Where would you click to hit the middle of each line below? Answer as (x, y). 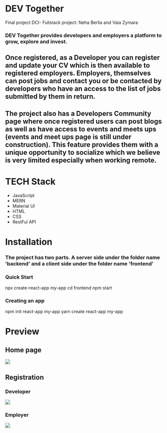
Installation (29, 242)
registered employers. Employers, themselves (78, 73)
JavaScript (23, 195)
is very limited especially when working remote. (81, 160)
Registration (25, 377)
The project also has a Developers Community (78, 113)
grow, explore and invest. (36, 41)
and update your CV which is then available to (78, 65)
